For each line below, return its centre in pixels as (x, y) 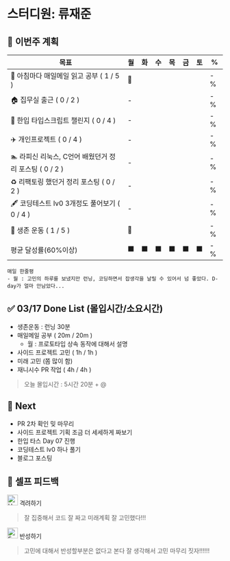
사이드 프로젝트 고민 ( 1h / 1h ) (57, 352)
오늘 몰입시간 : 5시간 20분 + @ (65, 384)
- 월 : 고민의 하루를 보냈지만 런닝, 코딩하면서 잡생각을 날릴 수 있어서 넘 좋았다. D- (113, 279)
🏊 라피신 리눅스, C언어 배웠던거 (59, 157)
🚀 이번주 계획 (33, 42)
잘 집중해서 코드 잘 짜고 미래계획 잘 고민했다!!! (85, 518)
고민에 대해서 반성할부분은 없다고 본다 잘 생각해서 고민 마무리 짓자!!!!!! (117, 551)
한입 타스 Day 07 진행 (46, 441)
